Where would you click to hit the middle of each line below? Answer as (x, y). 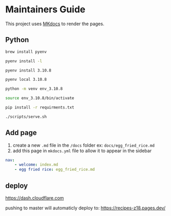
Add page (21, 133)
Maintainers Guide (45, 10)
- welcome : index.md (36, 165)
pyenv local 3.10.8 (26, 80)
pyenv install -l (24, 61)
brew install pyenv (26, 52)
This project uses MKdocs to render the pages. (55, 24)
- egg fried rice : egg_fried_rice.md (55, 170)
